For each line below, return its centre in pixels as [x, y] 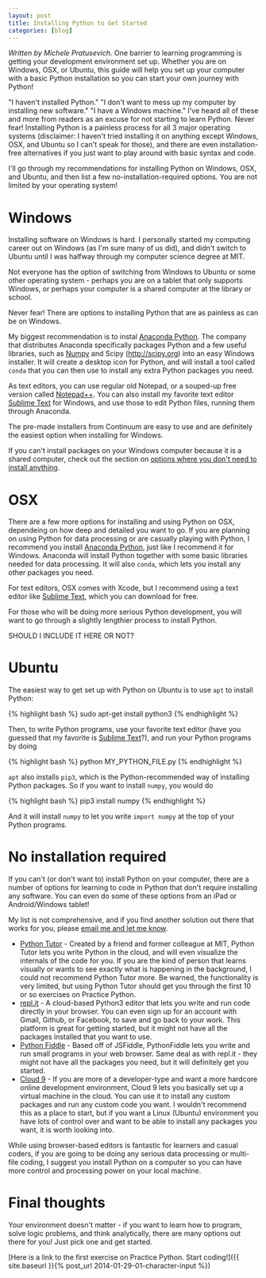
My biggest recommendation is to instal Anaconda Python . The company [127, 337]
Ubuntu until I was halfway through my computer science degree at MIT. [127, 256]
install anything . [34, 467]
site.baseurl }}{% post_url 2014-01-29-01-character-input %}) [110, 1266]
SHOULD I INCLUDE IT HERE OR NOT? [71, 636]
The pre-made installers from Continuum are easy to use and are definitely [130, 427]
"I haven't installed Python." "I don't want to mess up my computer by [122, 102]
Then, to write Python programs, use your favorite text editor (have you [125, 729]
